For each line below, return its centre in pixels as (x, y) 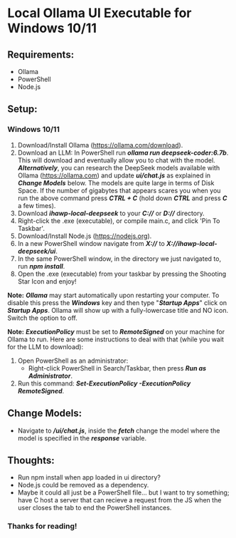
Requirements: (41, 55)
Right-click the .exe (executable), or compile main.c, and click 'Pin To (119, 221)
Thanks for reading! (42, 527)
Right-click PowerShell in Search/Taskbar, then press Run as (117, 368)
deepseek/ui (37, 251)
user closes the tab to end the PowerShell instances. (95, 508)
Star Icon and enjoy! (47, 281)
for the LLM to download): (45, 346)
